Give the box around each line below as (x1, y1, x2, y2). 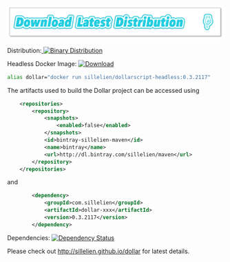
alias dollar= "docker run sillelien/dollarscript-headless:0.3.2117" (7, 74, 211, 80)
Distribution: (7, 46, 42, 54)
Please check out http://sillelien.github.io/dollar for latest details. (7, 247, 190, 255)
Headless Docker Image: (7, 59, 77, 67)
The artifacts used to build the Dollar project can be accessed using (7, 86, 200, 94)
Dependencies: (7, 233, 50, 242)
